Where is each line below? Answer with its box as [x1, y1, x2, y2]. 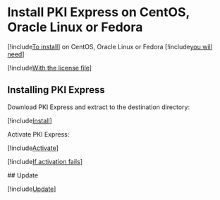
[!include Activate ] [7, 144, 59, 152]
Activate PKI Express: [7, 130, 70, 138]
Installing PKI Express [7, 84, 105, 96]
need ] [7, 50, 25, 58]
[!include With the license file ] [7, 63, 92, 72]
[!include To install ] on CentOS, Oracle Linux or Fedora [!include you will [7, 42, 213, 51]
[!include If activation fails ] [7, 157, 83, 165]
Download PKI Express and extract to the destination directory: [7, 103, 190, 111]
